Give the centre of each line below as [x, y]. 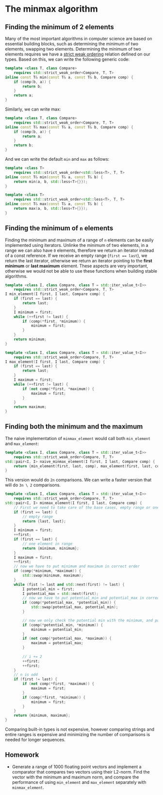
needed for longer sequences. [35, 740]
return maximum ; [30, 407]
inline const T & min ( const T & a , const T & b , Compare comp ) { [69, 77]
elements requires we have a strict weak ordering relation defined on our [78, 54]
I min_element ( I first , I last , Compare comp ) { [55, 294]
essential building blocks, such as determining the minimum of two [72, 44]
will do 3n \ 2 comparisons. [33, 485]
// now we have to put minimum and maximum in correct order [77, 566]
